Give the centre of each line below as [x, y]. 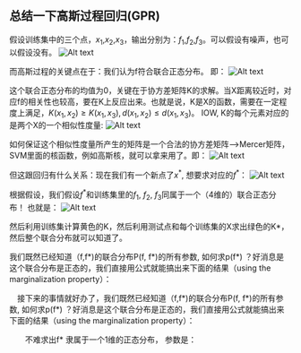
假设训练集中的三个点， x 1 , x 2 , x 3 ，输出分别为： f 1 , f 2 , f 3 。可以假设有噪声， [141, 40]
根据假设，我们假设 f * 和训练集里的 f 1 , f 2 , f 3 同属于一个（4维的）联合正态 [139, 194]
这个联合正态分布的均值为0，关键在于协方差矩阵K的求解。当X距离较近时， [146, 90]
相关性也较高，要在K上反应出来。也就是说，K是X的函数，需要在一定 [154, 101]
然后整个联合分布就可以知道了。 [68, 237]
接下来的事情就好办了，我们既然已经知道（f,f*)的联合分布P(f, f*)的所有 [146, 297]
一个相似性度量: [75, 125]
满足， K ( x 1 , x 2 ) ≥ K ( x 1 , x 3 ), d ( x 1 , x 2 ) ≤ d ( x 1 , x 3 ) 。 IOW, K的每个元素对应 [153, 113]
